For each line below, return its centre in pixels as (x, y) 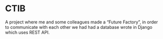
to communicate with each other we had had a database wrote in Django (79, 27)
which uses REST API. (28, 32)
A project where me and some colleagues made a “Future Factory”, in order (82, 22)
